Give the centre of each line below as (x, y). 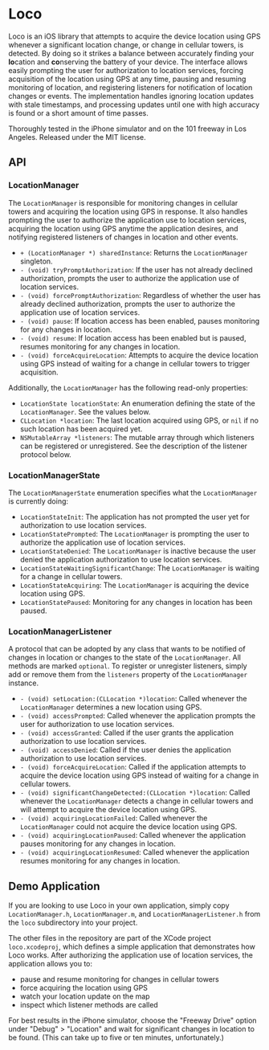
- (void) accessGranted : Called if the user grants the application (127, 733)
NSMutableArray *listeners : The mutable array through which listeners (137, 437)
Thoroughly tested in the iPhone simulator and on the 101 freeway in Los (128, 129)
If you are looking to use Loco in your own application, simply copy (119, 905)
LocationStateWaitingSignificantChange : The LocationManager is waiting (139, 568)
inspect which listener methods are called (89, 1005)
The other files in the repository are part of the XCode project (110, 938)
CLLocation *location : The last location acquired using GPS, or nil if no (139, 420)
